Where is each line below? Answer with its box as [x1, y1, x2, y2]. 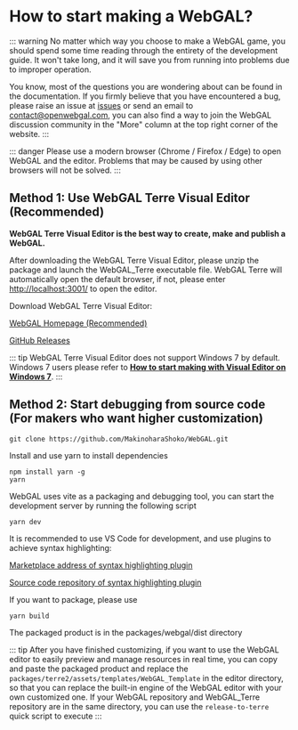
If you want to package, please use [9, 594, 138, 604]
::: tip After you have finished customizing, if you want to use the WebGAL [9, 644, 280, 655]
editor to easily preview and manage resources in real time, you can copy [9, 653, 278, 664]
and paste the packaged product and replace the [9, 663, 189, 674]
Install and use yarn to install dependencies [9, 450, 169, 460]
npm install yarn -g [9, 467, 86, 476]
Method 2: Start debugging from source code [9, 397, 266, 412]
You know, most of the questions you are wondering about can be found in [9, 81, 283, 92]
